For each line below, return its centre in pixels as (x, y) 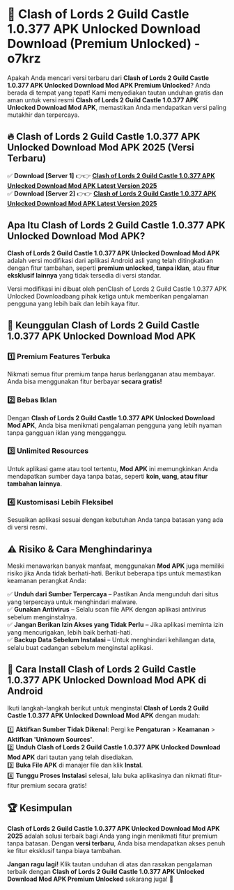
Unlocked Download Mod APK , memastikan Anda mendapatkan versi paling (117, 107)
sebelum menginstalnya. (42, 617)
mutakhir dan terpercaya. (44, 115)
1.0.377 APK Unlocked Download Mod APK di (107, 680)
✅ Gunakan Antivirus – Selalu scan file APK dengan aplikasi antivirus (107, 609)
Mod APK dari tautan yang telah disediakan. (70, 757)
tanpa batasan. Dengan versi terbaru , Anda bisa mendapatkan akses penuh (116, 843)
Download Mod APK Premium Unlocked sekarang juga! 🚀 (91, 879)
